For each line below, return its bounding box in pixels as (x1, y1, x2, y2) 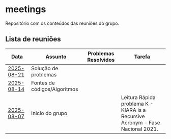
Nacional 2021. (121, 125, 159, 132)
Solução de (31, 65, 59, 72)
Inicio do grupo (31, 110, 68, 117)
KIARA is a (121, 106, 146, 113)
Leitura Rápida (121, 94, 156, 101)
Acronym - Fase (121, 119, 160, 126)
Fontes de (31, 79, 55, 86)
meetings (5, 4, 46, 15)
